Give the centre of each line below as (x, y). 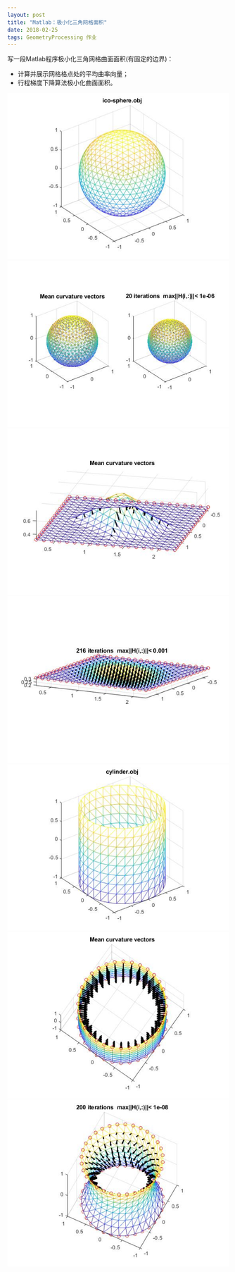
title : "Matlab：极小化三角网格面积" (57, 22)
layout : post (26, 15)
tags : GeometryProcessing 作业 (52, 37)
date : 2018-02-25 (33, 30)
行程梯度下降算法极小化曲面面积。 (67, 83)
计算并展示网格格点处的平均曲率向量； (73, 74)
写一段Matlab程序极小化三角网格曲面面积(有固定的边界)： (90, 59)
